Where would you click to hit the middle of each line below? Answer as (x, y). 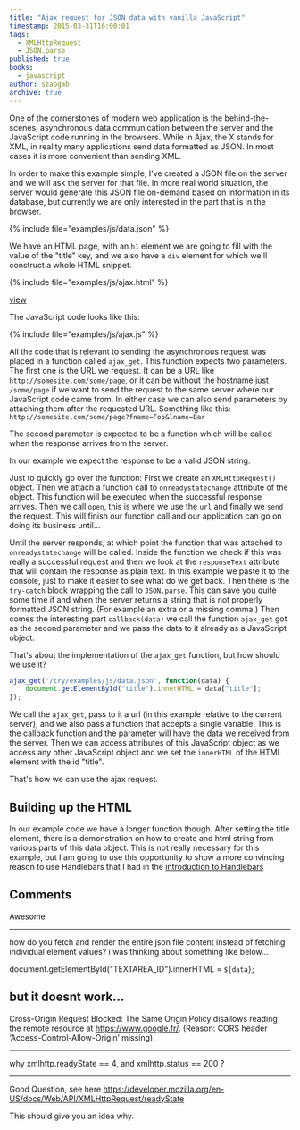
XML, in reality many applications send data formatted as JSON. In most (142, 146)
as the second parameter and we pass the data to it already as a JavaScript (148, 628)
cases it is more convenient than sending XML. (95, 156)
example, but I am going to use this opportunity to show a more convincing (147, 857)
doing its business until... (55, 525)
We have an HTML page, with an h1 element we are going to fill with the (141, 246)
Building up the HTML (71, 807)
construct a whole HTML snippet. (71, 265)
